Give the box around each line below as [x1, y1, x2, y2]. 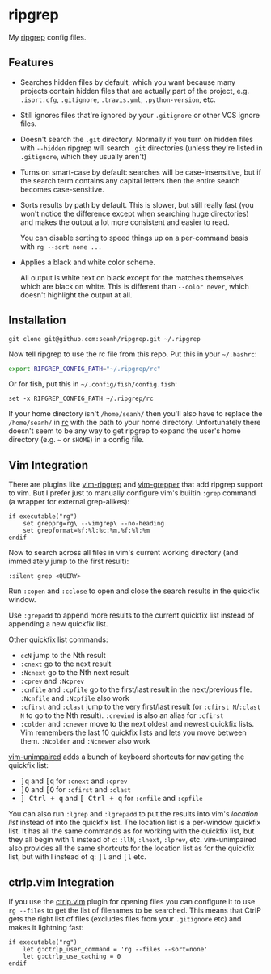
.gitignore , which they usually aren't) [19, 151, 147, 161]
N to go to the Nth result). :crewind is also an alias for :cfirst [19, 710, 224, 720]
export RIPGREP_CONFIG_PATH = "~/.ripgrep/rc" [8, 365, 161, 373]
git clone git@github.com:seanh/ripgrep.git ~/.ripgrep [8, 335, 201, 343]
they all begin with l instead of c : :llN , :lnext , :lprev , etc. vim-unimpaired [8, 835, 257, 845]
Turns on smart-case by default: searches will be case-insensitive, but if [19, 167, 261, 177]
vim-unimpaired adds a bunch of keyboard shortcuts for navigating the [8, 752, 245, 761]
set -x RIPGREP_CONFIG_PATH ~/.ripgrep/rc [8, 394, 154, 403]
